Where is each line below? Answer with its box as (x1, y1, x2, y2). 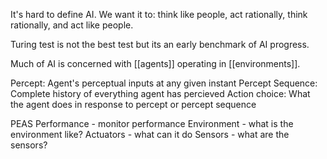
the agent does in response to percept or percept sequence (10, 99, 257, 110)
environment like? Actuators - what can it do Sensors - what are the (10, 129, 290, 140)
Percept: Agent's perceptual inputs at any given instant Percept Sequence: (10, 77, 318, 89)
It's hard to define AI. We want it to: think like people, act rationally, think (10, 9, 308, 20)
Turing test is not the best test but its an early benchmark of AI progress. (10, 39, 310, 50)
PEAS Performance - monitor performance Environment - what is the (10, 118, 294, 129)
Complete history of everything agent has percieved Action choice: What (10, 88, 311, 99)
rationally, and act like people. (10, 19, 134, 31)
